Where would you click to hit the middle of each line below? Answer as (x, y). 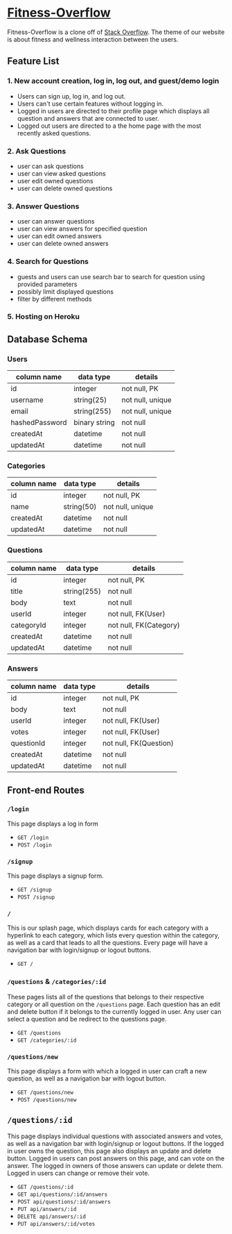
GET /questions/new (45, 1092)
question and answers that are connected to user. (88, 118)
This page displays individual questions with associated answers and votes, (115, 1136)
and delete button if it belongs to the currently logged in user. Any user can (114, 1011)
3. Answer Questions (43, 206)
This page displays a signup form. (55, 876)
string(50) (80, 507)
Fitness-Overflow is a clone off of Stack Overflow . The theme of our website (116, 32)
